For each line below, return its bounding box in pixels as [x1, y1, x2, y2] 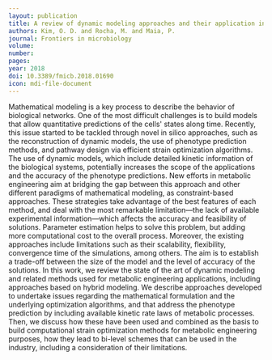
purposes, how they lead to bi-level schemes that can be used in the [8, 333, 237, 344]
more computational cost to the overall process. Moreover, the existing [8, 231, 244, 240]
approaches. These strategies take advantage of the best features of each [8, 196, 257, 206]
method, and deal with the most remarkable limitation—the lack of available [8, 205, 260, 214]
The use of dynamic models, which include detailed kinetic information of [8, 153, 253, 163]
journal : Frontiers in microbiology [8, 34, 132, 43]
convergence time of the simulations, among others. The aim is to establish [8, 248, 259, 257]
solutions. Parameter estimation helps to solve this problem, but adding [8, 222, 245, 231]
